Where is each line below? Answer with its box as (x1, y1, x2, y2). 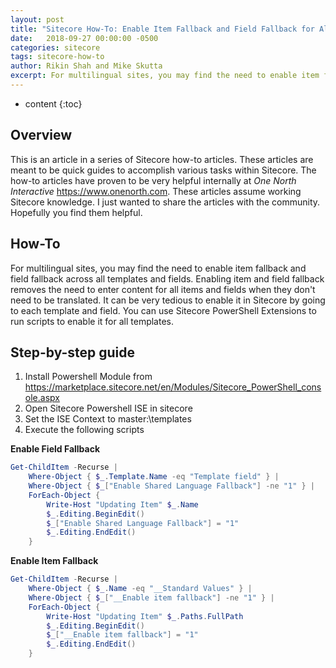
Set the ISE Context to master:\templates (24, 413, 192, 425)
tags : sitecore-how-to (10, 52, 105, 62)
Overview (10, 127, 73, 144)
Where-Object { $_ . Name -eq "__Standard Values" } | (28, 584, 253, 594)
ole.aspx (24, 392, 60, 404)
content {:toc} (24, 97, 83, 110)
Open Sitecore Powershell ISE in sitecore (24, 402, 193, 415)
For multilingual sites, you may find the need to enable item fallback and (10, 262, 307, 274)
